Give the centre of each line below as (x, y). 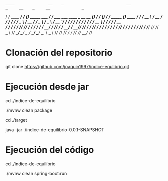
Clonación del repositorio (59, 53)
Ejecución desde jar (47, 87)
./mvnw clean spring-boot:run (36, 173)
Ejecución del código (50, 150)
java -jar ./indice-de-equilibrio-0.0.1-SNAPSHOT (55, 129)
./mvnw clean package (29, 110)
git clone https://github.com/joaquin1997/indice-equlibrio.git (67, 66)
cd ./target (16, 120)
